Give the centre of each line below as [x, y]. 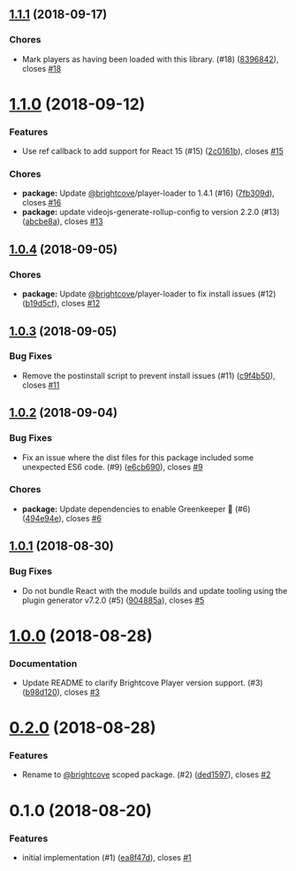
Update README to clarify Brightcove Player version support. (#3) [142, 682]
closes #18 [42, 68]
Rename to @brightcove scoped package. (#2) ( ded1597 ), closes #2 [146, 775]
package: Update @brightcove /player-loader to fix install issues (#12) [149, 294]
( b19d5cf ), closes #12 [61, 304]
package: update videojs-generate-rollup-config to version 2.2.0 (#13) [151, 212]
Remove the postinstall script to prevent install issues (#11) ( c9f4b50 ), [148, 375]
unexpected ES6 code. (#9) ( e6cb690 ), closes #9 [112, 466]
